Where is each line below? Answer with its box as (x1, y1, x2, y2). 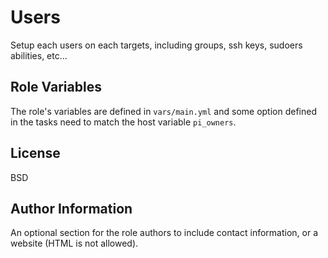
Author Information (10, 200, 133, 217)
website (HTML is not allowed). (10, 237, 139, 250)
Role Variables (10, 79, 102, 96)
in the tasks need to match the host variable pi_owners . (10, 116, 237, 128)
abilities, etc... (10, 49, 68, 61)
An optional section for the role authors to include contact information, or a (10, 227, 319, 239)
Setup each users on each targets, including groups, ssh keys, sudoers (10, 39, 303, 51)
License (10, 145, 61, 162)
